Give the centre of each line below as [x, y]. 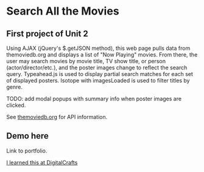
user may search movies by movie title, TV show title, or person [86, 61]
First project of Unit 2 [47, 34]
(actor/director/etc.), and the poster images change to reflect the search [97, 67]
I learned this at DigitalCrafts [42, 162]
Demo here [27, 136]
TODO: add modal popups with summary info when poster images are [94, 99]
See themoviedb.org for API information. [57, 117]
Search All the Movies [63, 11]
